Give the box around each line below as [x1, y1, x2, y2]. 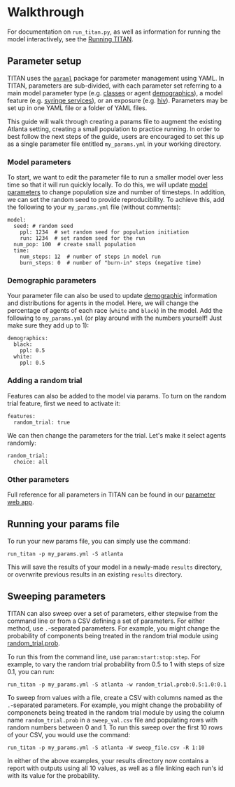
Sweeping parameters [7, 591, 106, 603]
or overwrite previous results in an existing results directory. [7, 570, 183, 579]
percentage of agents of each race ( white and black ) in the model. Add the [7, 307, 223, 315]
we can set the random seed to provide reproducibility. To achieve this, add [7, 196, 225, 204]
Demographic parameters [7, 275, 97, 285]
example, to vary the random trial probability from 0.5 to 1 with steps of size [7, 660, 225, 668]
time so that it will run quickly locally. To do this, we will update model [7, 180, 208, 189]
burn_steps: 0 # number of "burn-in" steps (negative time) [20, 260, 201, 267]
